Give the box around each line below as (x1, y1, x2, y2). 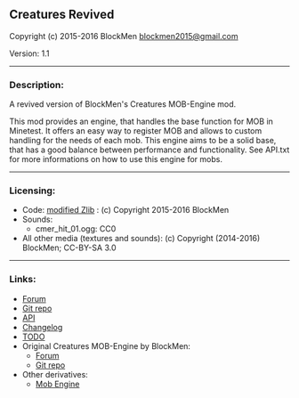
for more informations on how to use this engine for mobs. (9, 154, 222, 165)
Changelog (21, 321, 63, 332)
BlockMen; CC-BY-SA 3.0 (21, 242, 117, 253)
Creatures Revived (9, 7, 115, 22)
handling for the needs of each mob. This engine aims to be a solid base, (9, 135, 277, 146)
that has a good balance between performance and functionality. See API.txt (9, 144, 290, 155)
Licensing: (9, 184, 56, 197)
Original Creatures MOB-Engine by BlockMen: (21, 340, 191, 351)
